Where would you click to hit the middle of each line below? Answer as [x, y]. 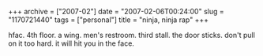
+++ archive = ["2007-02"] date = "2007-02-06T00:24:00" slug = [116, 11]
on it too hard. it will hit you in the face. [71, 43]
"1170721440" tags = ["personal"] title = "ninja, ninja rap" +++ [109, 20]
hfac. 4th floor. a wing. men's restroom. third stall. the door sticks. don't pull [131, 35]
